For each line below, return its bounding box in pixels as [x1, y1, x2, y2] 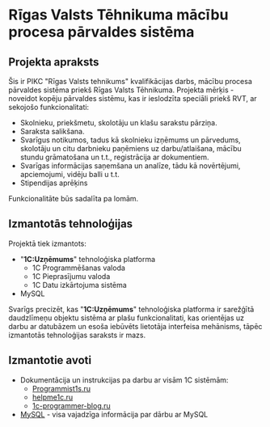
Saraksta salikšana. [19, 127, 85, 136]
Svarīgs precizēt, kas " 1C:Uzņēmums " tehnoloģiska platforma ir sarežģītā [8, 304, 255, 314]
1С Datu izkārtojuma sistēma [32, 280, 127, 290]
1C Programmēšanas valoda [32, 263, 125, 273]
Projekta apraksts [8, 55, 99, 69]
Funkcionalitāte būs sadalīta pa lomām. [8, 194, 139, 203]
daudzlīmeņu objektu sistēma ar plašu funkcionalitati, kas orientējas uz [8, 313, 245, 323]
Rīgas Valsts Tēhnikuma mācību [8, 6, 229, 24]
